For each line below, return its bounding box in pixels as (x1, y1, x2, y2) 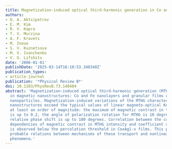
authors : (5, 12, 24, 17)
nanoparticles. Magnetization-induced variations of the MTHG (10, 98, 145, 103)
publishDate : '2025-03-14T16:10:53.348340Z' (5, 65, 102, 70)
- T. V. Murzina (5, 31, 40, 36)
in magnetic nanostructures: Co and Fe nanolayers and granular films (10, 93, 164, 98)
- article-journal (5, 74, 45, 79)
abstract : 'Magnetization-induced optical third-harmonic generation (5, 88, 157, 94)
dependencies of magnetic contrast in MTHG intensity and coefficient (10, 121, 164, 127)
